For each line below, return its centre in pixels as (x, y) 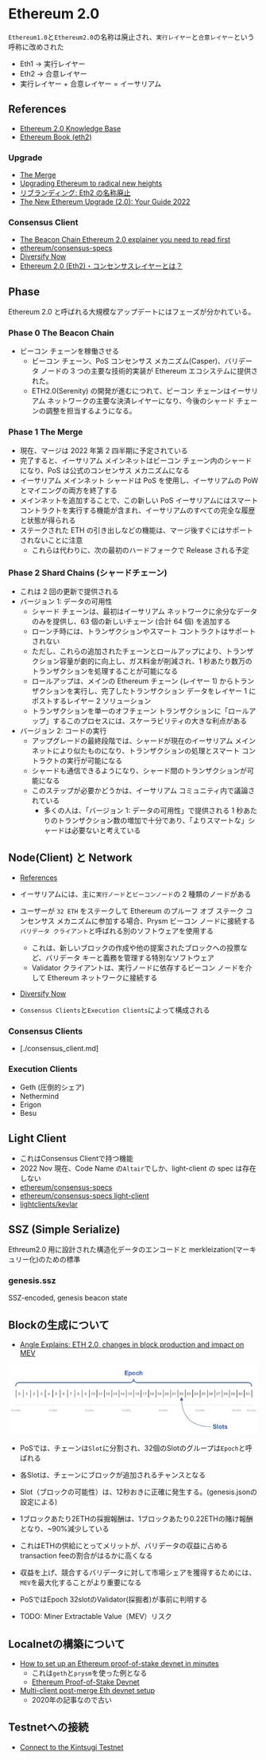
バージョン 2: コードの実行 (63, 731)
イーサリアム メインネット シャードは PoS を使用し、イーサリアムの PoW (139, 480)
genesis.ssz (32, 1281)
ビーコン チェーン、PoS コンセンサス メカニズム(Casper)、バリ (135, 361)
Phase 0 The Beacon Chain (62, 333)
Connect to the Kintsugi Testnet (71, 1747)
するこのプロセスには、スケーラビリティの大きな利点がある (150, 721)
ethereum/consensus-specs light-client (84, 1196)
